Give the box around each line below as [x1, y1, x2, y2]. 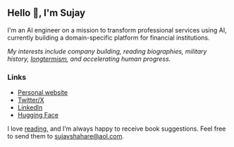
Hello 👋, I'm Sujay [7, 7, 86, 19]
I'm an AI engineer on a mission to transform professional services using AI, [7, 25, 227, 34]
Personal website [17, 88, 68, 97]
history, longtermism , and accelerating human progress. [7, 54, 171, 63]
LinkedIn [17, 103, 43, 112]
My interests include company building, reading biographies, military [7, 47, 207, 55]
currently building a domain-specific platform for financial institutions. [7, 33, 210, 42]
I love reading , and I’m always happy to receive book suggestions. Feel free [7, 124, 226, 133]
